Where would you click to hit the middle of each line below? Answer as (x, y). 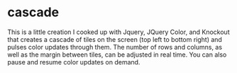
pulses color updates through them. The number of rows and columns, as (115, 47)
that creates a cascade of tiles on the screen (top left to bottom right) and (115, 39)
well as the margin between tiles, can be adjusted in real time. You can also (117, 55)
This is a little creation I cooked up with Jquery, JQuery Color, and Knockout (118, 32)
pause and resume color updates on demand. (74, 62)
